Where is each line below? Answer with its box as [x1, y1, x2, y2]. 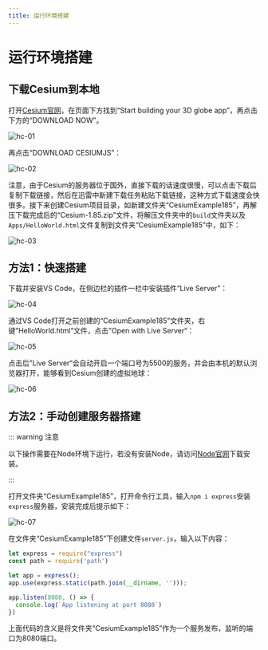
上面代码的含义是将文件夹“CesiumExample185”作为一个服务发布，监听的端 [8, 624, 254, 633]
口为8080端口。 [8, 633, 61, 643]
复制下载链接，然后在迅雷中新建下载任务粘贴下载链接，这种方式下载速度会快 [8, 190, 260, 199]
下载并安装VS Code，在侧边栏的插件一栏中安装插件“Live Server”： [8, 284, 228, 293]
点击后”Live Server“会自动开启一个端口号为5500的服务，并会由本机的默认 [8, 358, 250, 368]
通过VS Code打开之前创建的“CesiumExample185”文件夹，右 [8, 316, 206, 325]
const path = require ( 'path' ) [8, 557, 109, 565]
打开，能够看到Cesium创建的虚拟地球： [22, 368, 152, 378]
